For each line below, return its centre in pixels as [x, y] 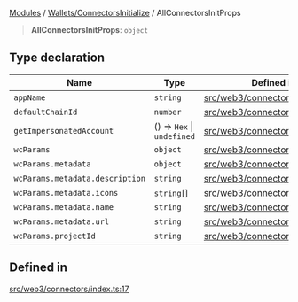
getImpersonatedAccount [64, 131]
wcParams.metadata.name [64, 207]
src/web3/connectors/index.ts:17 [69, 289]
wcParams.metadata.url [61, 221]
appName [30, 97]
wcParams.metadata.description [80, 178]
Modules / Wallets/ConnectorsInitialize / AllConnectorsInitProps [125, 13]
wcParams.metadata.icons [66, 193]
